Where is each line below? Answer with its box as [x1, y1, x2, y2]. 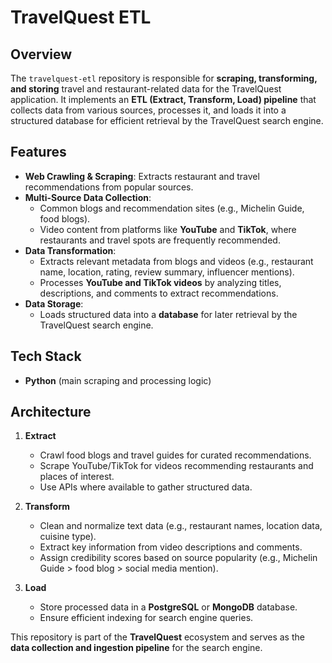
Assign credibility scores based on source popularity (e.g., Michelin [39, 552, 318, 564]
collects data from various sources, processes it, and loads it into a [10, 104, 287, 116]
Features [10, 144, 67, 161]
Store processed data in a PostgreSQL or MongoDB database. [39, 601, 298, 613]
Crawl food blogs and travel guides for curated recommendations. [39, 449, 312, 461]
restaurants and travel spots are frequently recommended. [39, 234, 281, 246]
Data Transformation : [24, 244, 117, 256]
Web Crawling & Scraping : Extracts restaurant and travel [24, 170, 260, 182]
